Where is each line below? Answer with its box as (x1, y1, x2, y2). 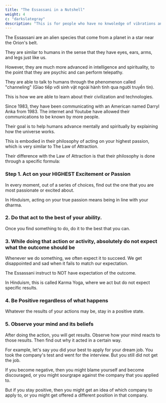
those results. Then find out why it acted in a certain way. (5, 337, 122, 343)
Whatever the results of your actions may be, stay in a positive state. (5, 308, 145, 314)
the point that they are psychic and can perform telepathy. (5, 70, 124, 76)
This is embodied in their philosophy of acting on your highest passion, (5, 138, 150, 144)
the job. (5, 357, 21, 363)
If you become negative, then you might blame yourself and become (5, 366, 144, 373)
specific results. (5, 285, 38, 291)
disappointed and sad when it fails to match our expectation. (5, 260, 128, 267)
